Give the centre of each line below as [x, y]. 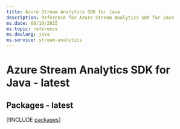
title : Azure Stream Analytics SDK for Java [63, 12]
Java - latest [38, 83]
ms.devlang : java [28, 35]
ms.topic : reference [32, 29]
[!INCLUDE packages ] [34, 120]
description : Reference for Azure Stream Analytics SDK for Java [90, 18]
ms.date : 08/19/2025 [32, 23]
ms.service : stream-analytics [44, 40]
